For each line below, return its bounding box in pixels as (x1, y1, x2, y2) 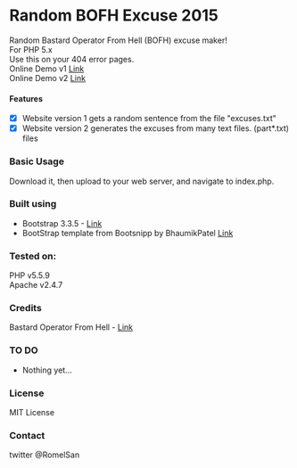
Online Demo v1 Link (9, 63, 85, 74)
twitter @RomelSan (9, 449, 80, 460)
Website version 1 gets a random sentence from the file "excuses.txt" (21, 113, 276, 124)
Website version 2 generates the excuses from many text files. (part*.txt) (21, 123, 290, 134)
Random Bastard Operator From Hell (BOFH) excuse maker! (9, 35, 227, 45)
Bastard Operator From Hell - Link (9, 322, 134, 333)
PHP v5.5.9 (9, 270, 51, 281)
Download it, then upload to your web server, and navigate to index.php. (9, 176, 275, 186)
